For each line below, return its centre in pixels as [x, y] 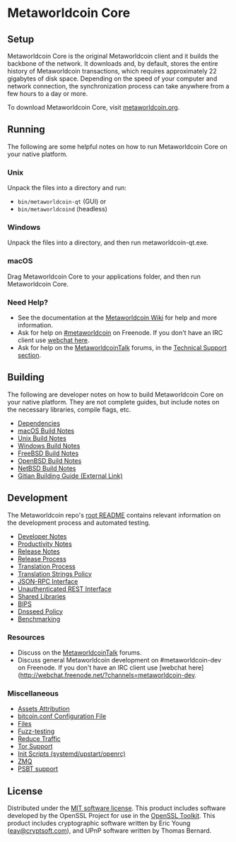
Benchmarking [39, 619]
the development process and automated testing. [79, 522]
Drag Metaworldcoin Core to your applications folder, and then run [104, 276]
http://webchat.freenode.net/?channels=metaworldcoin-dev [108, 675]
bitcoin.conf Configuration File [62, 716]
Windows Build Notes [49, 445]
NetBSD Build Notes [47, 468]
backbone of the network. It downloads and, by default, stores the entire [113, 64]
